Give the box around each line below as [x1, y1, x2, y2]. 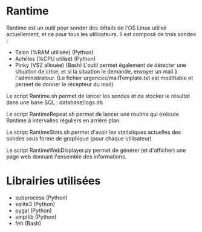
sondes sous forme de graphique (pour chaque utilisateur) [6, 134, 152, 142]
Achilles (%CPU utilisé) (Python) [15, 55, 96, 62]
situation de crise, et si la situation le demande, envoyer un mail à [15, 67, 178, 75]
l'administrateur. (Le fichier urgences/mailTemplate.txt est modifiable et [15, 74, 194, 81]
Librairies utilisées [6, 174, 101, 188]
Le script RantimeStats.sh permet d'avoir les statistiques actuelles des [6, 128, 181, 136]
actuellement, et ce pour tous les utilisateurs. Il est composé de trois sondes [6, 30, 197, 37]
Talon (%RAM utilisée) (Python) [15, 48, 94, 55]
